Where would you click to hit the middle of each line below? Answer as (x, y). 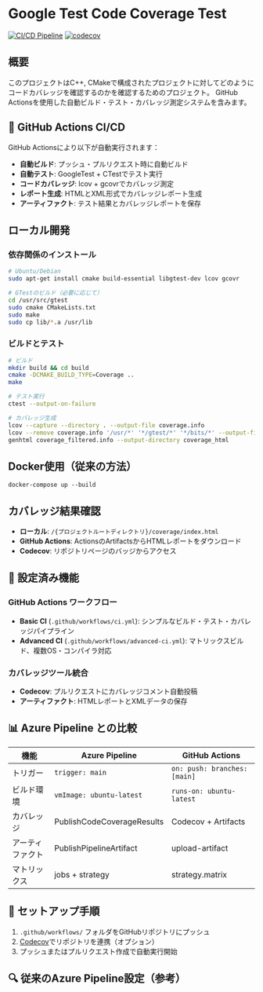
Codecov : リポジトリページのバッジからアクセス (98, 551)
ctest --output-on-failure (52, 404)
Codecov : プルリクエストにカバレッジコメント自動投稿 (108, 691)
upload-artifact (200, 847)
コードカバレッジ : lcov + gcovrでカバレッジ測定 (97, 183)
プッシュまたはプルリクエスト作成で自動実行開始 (98, 951)
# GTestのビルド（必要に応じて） (56, 293)
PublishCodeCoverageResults (109, 822)
